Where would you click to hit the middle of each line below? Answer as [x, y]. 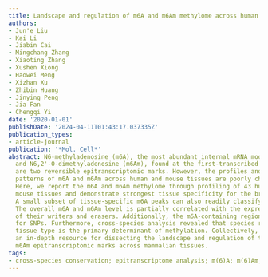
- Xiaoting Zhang [37, 61]
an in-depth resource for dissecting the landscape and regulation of [135, 239]
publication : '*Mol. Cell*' [55, 149]
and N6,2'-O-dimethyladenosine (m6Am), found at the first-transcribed [137, 164]
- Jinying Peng [33, 97]
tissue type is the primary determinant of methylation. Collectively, [137, 231]
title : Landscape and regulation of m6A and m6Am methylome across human [134, 16]
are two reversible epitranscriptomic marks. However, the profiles [132, 172]
